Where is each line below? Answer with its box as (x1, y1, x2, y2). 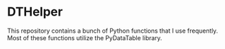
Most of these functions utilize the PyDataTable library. (7, 33, 162, 42)
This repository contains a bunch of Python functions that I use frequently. (7, 27, 218, 35)
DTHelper (7, 4, 63, 20)
